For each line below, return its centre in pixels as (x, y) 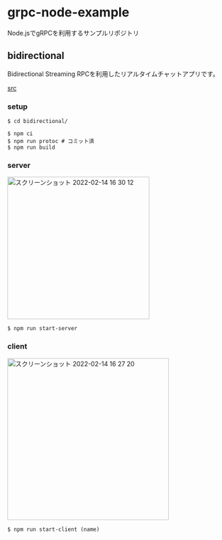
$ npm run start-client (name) (54, 529)
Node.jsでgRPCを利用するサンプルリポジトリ (73, 33)
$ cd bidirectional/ (38, 122)
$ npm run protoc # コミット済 (51, 142)
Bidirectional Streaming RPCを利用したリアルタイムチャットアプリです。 (113, 74)
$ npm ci (20, 134)
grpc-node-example (68, 12)
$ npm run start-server (43, 329)
